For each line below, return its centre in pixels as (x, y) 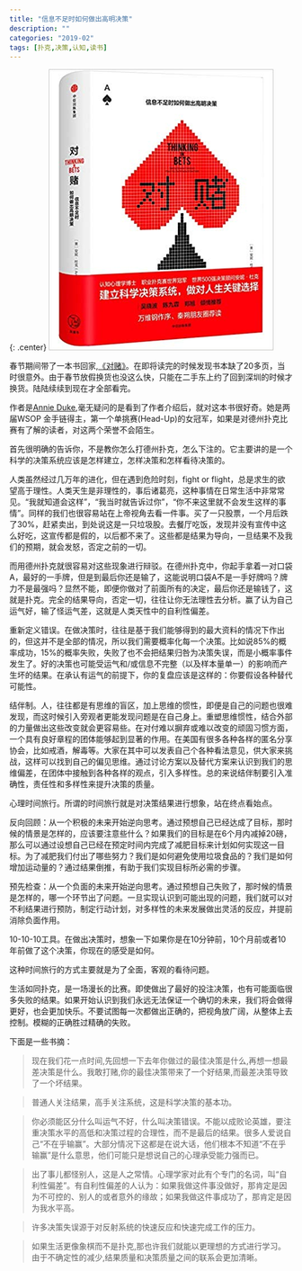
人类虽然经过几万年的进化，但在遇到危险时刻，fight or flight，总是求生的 (143, 479)
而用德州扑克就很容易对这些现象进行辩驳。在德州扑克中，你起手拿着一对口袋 (151, 566)
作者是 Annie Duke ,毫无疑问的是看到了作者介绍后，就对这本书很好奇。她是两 (150, 407)
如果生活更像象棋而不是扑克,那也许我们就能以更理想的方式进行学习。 (158, 1247)
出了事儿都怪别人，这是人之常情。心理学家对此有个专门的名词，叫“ (155, 1175)
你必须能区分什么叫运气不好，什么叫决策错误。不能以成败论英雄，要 (157, 1122)
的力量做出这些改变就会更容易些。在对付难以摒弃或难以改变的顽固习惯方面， (151, 728)
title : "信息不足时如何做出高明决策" (71, 19)
